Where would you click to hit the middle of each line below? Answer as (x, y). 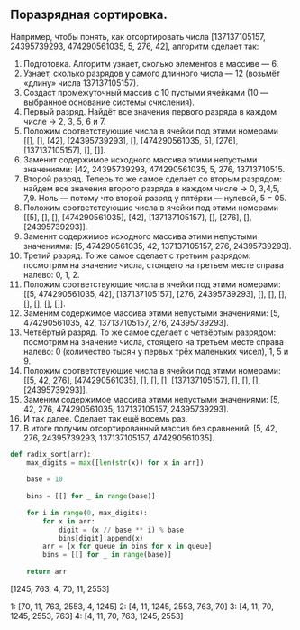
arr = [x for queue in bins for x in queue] (127, 547)
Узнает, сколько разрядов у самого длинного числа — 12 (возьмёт (152, 73)
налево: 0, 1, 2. (51, 274)
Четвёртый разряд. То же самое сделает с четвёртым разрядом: (150, 332)
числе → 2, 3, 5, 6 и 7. (64, 121)
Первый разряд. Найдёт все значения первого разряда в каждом (150, 111)
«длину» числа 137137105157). (81, 83)
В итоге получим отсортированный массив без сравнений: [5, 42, (150, 428)
